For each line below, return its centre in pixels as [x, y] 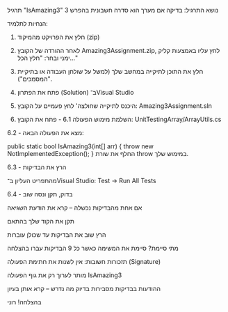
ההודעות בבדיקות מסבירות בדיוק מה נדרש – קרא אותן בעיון [84, 289]
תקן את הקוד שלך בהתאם [41, 221]
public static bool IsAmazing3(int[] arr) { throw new [81, 146]
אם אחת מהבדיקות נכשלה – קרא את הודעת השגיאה [75, 208]
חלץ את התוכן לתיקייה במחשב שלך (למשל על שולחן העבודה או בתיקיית [110, 71]
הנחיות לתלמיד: [28, 23]
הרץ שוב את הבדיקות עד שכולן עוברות [57, 235]
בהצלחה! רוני [24, 302]
